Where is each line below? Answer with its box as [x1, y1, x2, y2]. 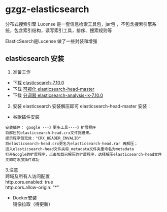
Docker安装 [12, 194, 37, 201]
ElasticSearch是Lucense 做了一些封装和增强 [5, 38, 97, 44]
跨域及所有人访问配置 [5, 173, 50, 179]
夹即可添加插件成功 [5, 157, 40, 162]
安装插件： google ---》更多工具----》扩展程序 [5, 125, 96, 130]
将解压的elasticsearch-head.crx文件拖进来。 [5, 130, 93, 135]
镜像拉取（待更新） [12, 201, 53, 207]
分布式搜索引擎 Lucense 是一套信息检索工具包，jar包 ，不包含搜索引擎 [5, 21, 152, 27]
